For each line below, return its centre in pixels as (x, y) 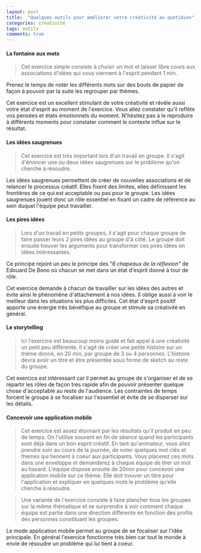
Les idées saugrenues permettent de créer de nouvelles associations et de (98, 180)
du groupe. (34, 366)
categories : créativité (36, 23)
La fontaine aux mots (33, 53)
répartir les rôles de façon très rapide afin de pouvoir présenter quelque (95, 384)
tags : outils (22, 29)
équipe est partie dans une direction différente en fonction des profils (107, 513)
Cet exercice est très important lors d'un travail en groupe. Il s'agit (103, 156)
